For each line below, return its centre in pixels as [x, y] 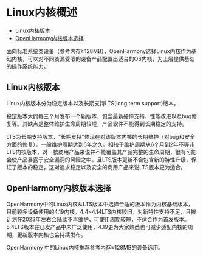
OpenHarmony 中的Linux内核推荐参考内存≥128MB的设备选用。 [85, 247]
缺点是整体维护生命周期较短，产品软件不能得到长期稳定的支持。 [107, 124]
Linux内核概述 [42, 12]
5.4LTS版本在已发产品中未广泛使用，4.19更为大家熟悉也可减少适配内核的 [97, 227]
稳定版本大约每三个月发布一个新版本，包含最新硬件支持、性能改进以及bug [99, 116]
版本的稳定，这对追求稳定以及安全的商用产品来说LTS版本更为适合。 [101, 167]
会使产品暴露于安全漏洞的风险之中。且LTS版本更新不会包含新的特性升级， [99, 160]
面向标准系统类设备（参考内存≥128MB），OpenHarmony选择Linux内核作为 [99, 51]
